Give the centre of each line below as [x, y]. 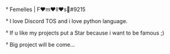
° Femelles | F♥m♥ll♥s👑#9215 [46, 9]
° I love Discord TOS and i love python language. [67, 21]
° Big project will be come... [40, 45]
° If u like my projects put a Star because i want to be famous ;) [85, 33]
